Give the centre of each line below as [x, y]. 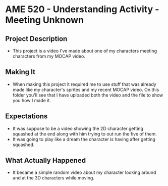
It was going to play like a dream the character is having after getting [84, 139]
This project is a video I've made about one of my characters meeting [85, 51]
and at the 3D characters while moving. [53, 178]
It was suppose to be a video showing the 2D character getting [78, 128]
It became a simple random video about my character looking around [84, 172]
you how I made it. [32, 100]
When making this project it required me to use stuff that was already [84, 84]
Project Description [36, 39]
